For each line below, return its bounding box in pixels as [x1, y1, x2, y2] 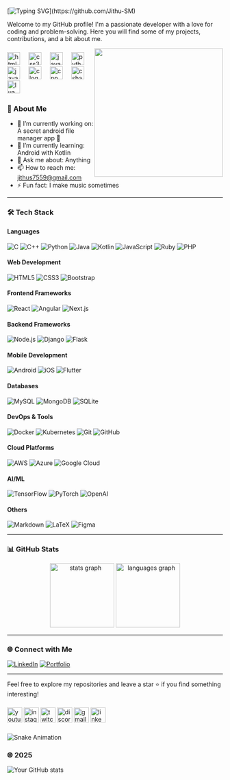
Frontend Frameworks [7, 289, 72, 297]
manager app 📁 [16, 134, 61, 142]
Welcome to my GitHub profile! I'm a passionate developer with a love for [7, 21, 214, 29]
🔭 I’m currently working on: [16, 120, 94, 128]
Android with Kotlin [16, 149, 71, 157]
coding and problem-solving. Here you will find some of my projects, [7, 27, 201, 36]
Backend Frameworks [7, 320, 71, 328]
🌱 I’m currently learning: [16, 141, 85, 150]
